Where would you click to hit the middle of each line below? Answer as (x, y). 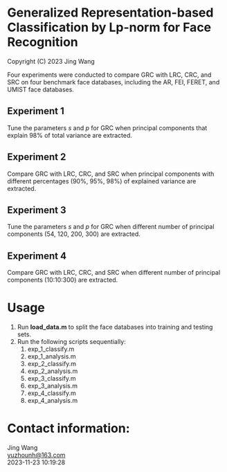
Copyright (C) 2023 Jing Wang (51, 61)
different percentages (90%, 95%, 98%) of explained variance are (102, 181)
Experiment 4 (37, 256)
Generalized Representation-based (110, 13)
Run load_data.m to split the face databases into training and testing (115, 327)
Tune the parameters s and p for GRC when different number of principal (111, 227)
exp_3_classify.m (52, 379)
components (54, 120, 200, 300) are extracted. (74, 234)
